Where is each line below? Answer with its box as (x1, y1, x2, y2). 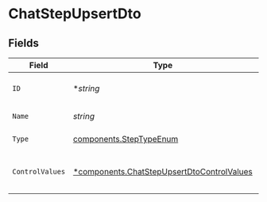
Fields (8, 36, 40, 50)
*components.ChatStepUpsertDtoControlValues (72, 166, 253, 177)
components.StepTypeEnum (72, 134, 179, 144)
